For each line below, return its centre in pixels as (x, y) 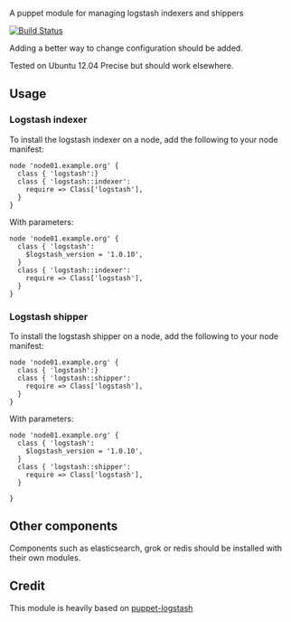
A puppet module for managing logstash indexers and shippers (127, 13)
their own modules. (45, 557)
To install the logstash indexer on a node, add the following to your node (144, 139)
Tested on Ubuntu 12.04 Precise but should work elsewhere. (122, 66)
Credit (27, 586)
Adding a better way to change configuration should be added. (127, 48)
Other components (64, 527)
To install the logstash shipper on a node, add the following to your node (144, 336)
